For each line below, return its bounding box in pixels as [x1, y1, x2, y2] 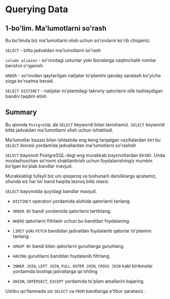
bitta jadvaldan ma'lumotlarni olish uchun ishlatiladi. [5, 127, 114, 133]
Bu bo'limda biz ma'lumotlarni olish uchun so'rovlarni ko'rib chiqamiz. [5, 37, 151, 43]
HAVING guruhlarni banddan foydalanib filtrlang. [12, 253, 111, 259]
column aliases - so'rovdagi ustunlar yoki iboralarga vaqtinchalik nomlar [5, 57, 157, 63]
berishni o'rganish [5, 63, 43, 68]
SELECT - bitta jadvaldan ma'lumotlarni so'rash [5, 47, 101, 53]
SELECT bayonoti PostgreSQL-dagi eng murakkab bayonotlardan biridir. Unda [5, 152, 165, 158]
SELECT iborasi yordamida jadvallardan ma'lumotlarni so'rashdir [5, 142, 136, 148]
